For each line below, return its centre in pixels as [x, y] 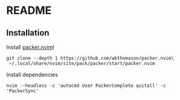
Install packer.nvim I [30, 47]
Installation [28, 33]
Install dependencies [32, 75]
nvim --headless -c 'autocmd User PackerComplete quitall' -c [86, 86]
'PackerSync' [23, 91]
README [29, 11]
